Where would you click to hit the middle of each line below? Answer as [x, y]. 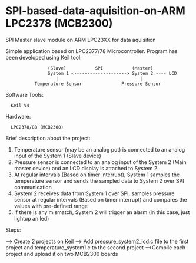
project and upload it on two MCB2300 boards [62, 254]
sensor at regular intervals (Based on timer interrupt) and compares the [100, 199]
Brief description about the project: [48, 138]
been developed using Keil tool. [44, 57]
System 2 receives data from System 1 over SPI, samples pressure [94, 193]
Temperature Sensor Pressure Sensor [98, 84]
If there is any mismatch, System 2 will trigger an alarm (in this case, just [102, 212]
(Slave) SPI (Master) [100, 68]
